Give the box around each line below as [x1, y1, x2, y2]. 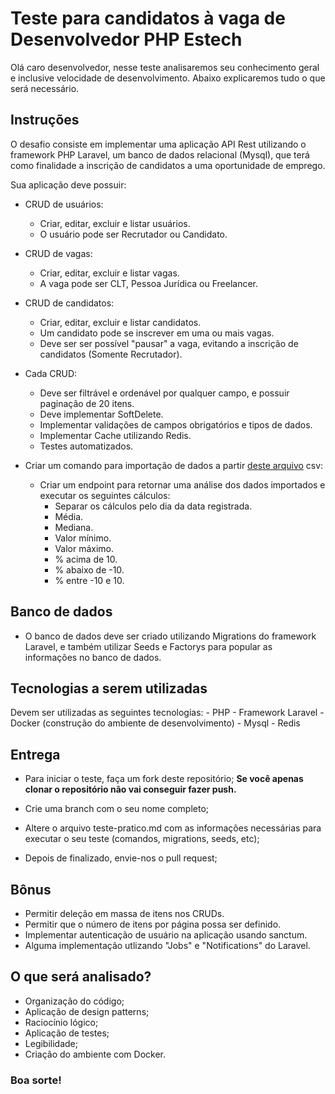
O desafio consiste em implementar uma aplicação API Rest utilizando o [10, 138, 307, 150]
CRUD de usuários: [24, 198, 104, 210]
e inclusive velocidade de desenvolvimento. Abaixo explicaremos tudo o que [10, 72, 326, 84]
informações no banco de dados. [24, 651, 162, 663]
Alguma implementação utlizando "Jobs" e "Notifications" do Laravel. [24, 940, 311, 951]
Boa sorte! [10, 1073, 62, 1087]
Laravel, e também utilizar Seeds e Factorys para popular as [24, 640, 273, 652]
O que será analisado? [10, 968, 152, 986]
